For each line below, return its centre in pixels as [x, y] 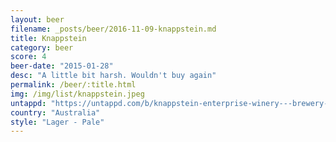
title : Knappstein [48, 38]
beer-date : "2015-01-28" [62, 66]
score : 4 [28, 57]
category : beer [42, 47]
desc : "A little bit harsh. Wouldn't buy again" [113, 76]
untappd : [28, 103]
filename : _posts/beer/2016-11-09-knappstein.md [113, 29]
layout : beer [37, 19]
